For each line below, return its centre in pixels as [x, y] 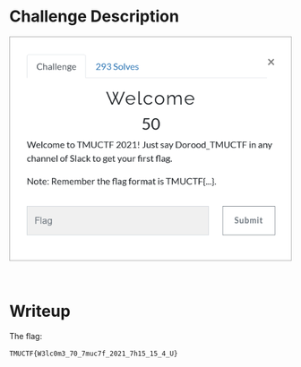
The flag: [26, 336]
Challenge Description [94, 17]
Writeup [40, 312]
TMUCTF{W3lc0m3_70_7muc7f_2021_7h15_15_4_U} [94, 354]
